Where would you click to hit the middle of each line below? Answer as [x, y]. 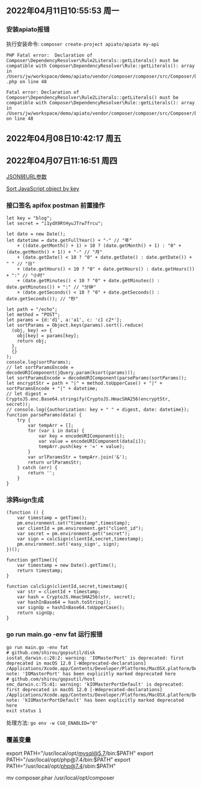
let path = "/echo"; [32, 309]
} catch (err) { [38, 468]
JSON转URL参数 [26, 176]
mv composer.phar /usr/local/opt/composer [60, 778]
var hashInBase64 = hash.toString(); [64, 602]
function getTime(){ [32, 560]
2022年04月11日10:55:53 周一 [63, 11]
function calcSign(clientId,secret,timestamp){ [67, 587]
